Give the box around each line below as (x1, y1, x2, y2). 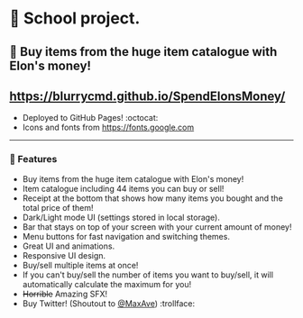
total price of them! (22, 202, 94, 213)
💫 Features (9, 153, 58, 166)
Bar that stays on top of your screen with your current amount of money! (22, 221, 292, 232)
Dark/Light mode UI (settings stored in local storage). (22, 212, 221, 223)
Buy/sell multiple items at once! (22, 259, 139, 270)
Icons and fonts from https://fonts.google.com (22, 122, 195, 133)
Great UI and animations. (22, 241, 115, 251)
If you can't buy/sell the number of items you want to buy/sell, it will (22, 269, 273, 280)
